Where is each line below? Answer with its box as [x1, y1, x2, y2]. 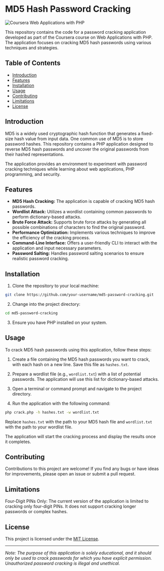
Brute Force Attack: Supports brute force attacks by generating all [12, 219, 146, 225]
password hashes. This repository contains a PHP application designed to [5, 141, 154, 147]
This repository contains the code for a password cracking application [5, 29, 146, 35]
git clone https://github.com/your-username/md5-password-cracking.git [5, 293, 154, 298]
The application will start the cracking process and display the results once [5, 433, 156, 439]
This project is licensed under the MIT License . [5, 536, 100, 542]
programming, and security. [5, 171, 61, 177]
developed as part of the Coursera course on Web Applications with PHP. [5, 34, 153, 40]
